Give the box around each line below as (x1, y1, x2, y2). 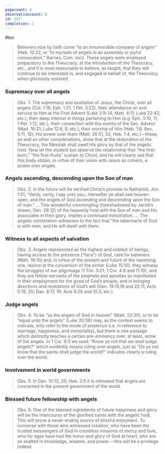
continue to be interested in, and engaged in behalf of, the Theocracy (17, 70, 159, 77)
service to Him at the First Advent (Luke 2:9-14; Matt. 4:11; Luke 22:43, (17, 110, 161, 116)
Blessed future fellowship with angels (5, 396, 98, 403)
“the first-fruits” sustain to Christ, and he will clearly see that (31, 152, 154, 158)
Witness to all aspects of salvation (5, 235, 90, 242)
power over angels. (17, 162, 57, 168)
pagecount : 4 (5, 7, 32, 12)
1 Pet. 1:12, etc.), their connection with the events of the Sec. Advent (17, 120, 155, 126)
